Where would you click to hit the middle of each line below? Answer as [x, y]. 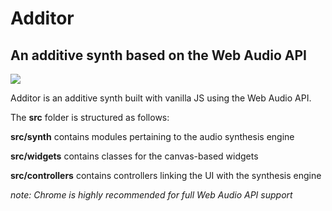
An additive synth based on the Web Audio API [158, 55]
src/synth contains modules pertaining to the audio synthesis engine [152, 136]
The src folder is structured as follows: [90, 117]
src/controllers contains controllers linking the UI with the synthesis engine [166, 175]
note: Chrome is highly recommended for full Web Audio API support [151, 195]
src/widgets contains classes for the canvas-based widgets [134, 156]
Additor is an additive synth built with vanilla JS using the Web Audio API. [161, 98]
